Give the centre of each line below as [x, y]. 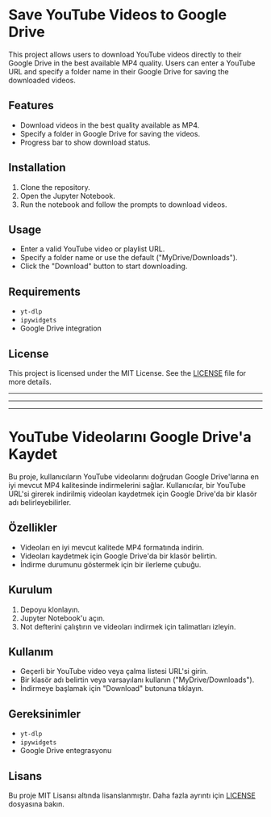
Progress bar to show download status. [85, 142]
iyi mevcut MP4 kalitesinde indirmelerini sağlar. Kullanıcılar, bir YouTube [127, 485]
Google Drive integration [61, 328]
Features [31, 105]
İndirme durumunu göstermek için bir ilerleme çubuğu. [110, 564]
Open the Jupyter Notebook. [67, 196]
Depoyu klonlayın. [50, 609]
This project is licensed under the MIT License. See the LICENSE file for [127, 373]
